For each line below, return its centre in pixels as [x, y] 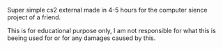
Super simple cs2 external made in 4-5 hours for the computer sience [107, 10]
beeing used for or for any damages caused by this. [82, 38]
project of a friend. [34, 17]
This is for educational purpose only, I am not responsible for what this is [111, 31]
